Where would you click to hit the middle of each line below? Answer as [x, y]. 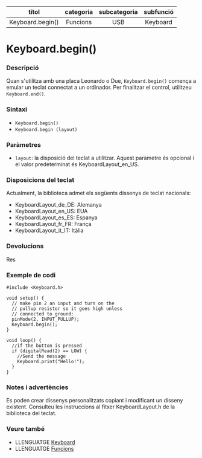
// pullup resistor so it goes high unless [67, 308]
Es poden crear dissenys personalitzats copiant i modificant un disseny [95, 401]
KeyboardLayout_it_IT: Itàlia [49, 231]
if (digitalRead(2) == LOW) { [49, 351]
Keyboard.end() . [26, 94]
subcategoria [118, 12]
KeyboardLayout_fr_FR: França [53, 224]
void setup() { [25, 298]
